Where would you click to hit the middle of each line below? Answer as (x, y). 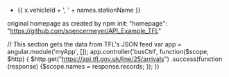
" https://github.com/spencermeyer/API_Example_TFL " (84, 31)
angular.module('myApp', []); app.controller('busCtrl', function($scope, (108, 52)
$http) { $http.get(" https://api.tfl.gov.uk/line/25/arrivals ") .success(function (115, 59)
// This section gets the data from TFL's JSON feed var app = (94, 44)
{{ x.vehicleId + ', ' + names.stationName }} (79, 10)
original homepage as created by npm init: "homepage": (87, 23)
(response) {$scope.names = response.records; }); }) (83, 66)
